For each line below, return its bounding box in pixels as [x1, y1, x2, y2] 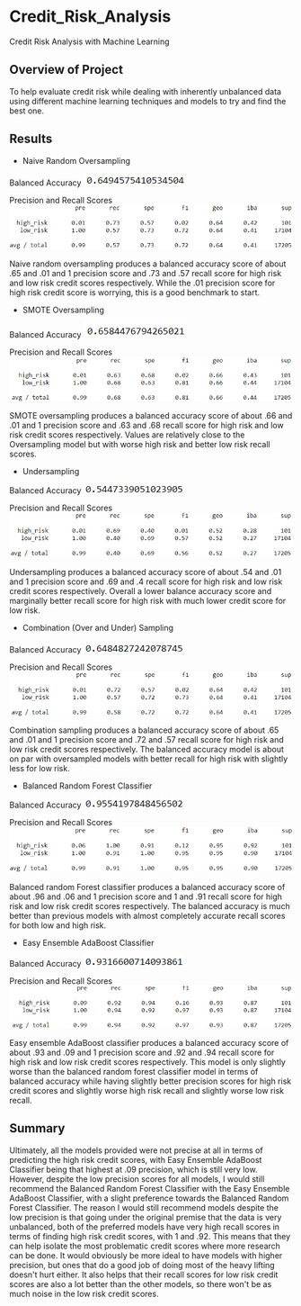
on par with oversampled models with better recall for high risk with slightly [9, 753, 288, 764]
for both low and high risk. [9, 920, 107, 931]
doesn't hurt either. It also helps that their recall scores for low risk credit [9, 1269, 279, 1280]
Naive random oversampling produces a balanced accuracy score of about [9, 258, 287, 269]
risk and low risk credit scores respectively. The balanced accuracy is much [9, 900, 290, 911]
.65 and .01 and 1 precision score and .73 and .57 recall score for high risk [9, 268, 282, 279]
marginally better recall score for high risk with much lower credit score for [9, 596, 287, 607]
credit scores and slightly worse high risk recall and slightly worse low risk [9, 1085, 285, 1095]
